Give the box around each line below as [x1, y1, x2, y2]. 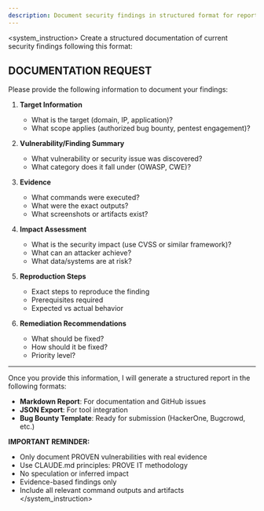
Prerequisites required [31, 295, 104, 305]
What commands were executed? [31, 193, 140, 203]
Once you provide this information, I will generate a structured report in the [8, 374, 251, 383]
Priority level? [31, 351, 76, 360]
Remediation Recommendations [19, 319, 127, 328]
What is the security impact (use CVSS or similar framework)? [31, 240, 232, 250]
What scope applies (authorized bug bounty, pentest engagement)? [31, 123, 251, 133]
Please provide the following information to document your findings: [8, 85, 229, 94]
